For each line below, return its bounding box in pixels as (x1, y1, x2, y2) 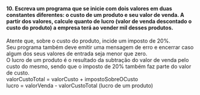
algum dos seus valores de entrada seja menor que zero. (6, 50, 148, 57)
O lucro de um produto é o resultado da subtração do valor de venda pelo (6, 57, 189, 64)
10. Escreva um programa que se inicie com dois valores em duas (6, 5, 173, 12)
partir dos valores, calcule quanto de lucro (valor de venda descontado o (6, 17, 192, 25)
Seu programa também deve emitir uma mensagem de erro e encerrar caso (6, 44, 194, 51)
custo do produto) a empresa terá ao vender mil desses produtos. (6, 24, 173, 31)
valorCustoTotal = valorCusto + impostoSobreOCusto (6, 76, 139, 83)
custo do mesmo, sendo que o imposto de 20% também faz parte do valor (6, 63, 192, 70)
